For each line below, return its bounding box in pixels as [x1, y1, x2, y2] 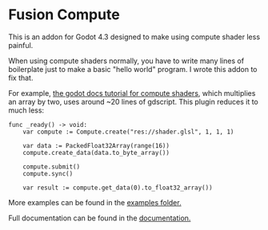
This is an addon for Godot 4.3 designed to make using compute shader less [8, 32, 261, 42]
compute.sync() [22, 169, 74, 177]
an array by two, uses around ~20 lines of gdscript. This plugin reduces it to [8, 97, 258, 106]
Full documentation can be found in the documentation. [8, 213, 191, 223]
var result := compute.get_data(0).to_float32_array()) [22, 184, 214, 192]
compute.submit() [22, 162, 81, 171]
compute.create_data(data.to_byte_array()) [22, 149, 170, 157]
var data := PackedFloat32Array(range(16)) [22, 141, 170, 149]
